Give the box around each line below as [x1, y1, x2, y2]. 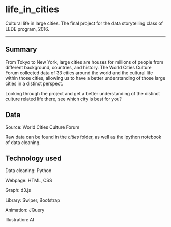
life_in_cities [5, 4, 60, 15]
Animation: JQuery [5, 207, 45, 213]
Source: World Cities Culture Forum [5, 124, 80, 130]
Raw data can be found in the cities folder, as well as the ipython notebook [5, 134, 162, 140]
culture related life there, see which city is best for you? [5, 96, 122, 102]
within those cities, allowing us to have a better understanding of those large [5, 75, 166, 81]
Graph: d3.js [5, 187, 32, 193]
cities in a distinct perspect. [5, 80, 64, 87]
